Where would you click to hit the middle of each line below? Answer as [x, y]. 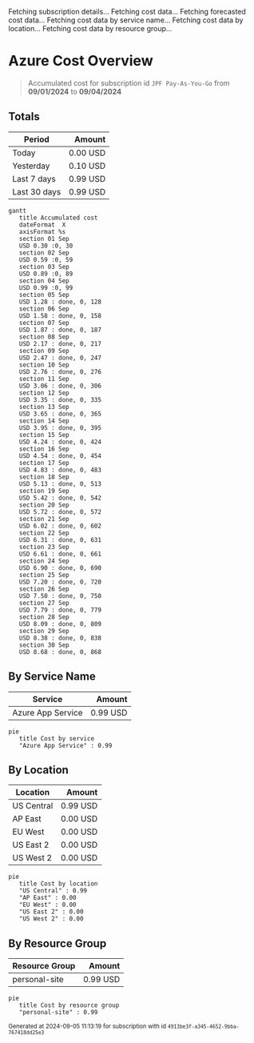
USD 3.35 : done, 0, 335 [60, 399]
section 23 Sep [44, 547]
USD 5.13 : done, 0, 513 [60, 483]
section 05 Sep [44, 295]
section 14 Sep [44, 421]
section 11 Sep [44, 379]
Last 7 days [34, 179]
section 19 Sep [44, 491]
